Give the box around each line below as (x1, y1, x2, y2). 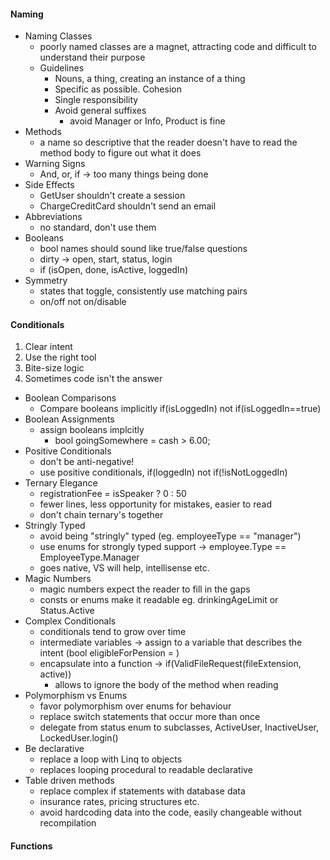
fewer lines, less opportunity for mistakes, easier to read (39, 498, 272, 510)
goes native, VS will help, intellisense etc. (39, 562, 210, 574)
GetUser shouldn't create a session (39, 190, 186, 202)
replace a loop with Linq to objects (39, 753, 183, 765)
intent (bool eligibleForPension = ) (39, 647, 180, 659)
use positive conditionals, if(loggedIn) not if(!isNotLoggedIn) (39, 466, 288, 479)
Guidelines (39, 62, 85, 74)
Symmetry (24, 275, 68, 287)
